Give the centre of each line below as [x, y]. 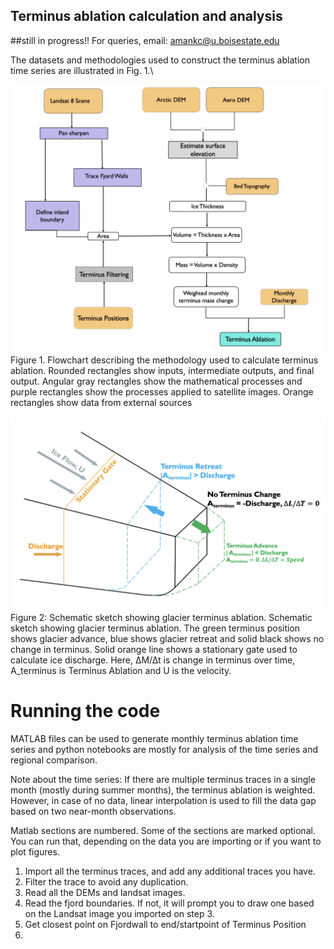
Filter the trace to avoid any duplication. [106, 882]
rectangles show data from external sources [101, 402]
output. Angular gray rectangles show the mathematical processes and [156, 381]
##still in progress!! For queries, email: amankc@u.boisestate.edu [145, 40]
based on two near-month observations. [93, 811]
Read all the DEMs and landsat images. [105, 893]
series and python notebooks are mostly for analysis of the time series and [164, 750]
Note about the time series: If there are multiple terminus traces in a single [163, 780]
